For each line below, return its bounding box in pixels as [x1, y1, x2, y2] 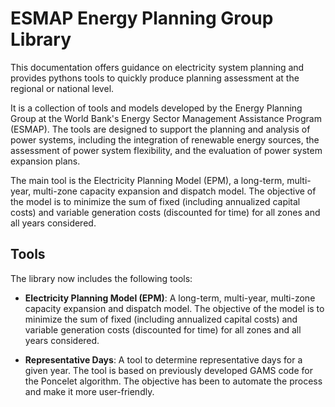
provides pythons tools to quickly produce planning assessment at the [10, 72, 300, 84]
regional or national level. [10, 82, 115, 94]
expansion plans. [10, 155, 81, 167]
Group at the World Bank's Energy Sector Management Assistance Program [10, 112, 322, 124]
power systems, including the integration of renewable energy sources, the [10, 133, 320, 146]
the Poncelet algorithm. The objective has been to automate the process [24, 375, 323, 387]
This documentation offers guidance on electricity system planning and [10, 61, 305, 73]
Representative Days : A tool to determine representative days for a [24, 353, 303, 366]
